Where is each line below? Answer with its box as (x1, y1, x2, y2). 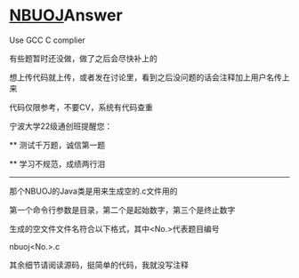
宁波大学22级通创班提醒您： (9, 121, 113, 131)
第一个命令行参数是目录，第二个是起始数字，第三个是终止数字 (9, 204, 236, 215)
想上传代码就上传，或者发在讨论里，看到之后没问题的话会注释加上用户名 (9, 72, 274, 83)
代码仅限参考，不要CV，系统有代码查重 (9, 101, 153, 112)
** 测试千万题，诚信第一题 (9, 139, 105, 150)
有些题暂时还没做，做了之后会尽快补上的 (9, 52, 158, 63)
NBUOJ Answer (9, 5, 123, 26)
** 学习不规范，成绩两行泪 (9, 158, 105, 169)
